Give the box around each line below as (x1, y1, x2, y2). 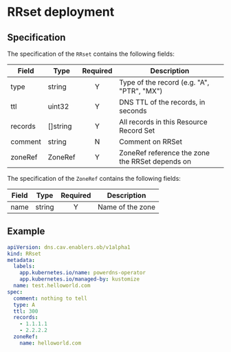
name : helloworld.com (19, 340, 81, 346)
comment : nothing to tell (13, 295, 88, 302)
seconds (119, 106, 147, 115)
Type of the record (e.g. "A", (119, 78, 210, 87)
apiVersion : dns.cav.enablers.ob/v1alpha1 (7, 243, 131, 251)
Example (7, 225, 45, 237)
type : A (13, 301, 36, 308)
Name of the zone (97, 202, 156, 212)
